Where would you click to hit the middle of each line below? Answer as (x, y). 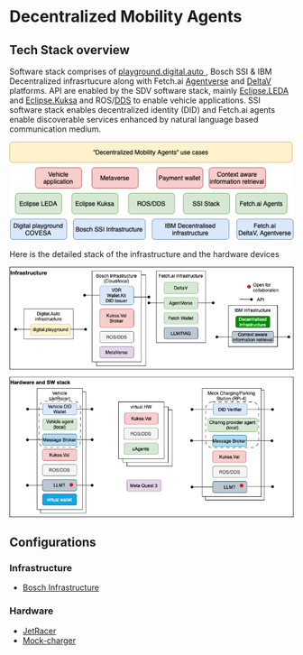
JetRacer (39, 631)
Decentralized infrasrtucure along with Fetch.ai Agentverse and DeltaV (141, 81)
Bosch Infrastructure (60, 587)
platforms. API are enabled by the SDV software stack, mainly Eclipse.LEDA (149, 91)
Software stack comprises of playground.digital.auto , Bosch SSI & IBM (141, 71)
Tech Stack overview (69, 50)
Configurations (53, 543)
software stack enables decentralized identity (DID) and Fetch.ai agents (142, 110)
